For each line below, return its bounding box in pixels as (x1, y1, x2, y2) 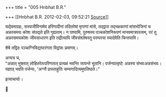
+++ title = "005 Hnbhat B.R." (5, 4, 66, 10)
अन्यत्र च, (5, 55, 21, 60)
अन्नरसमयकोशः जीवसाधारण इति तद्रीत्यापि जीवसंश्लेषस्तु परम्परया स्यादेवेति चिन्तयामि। (5, 35, 139, 40)
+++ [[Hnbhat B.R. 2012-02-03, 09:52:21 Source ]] (5, 14, 109, 19)
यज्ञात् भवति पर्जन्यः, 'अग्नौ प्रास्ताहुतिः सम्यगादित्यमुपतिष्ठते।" (5, 66, 100, 72)
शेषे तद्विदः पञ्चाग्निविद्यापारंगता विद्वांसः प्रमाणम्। (5, 45, 78, 50)
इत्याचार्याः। (5, 76, 24, 82)
